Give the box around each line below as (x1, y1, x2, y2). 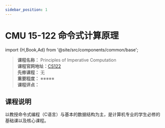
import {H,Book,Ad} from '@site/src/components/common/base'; (5, 46, 139, 52)
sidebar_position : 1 (5, 7, 48, 12)
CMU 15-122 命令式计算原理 (5, 30, 119, 41)
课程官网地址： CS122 (17, 63, 61, 69)
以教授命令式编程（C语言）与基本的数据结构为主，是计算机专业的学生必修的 (5, 112, 161, 118)
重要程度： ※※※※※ (17, 75, 55, 82)
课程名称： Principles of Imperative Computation (17, 57, 116, 63)
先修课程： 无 (17, 69, 45, 75)
